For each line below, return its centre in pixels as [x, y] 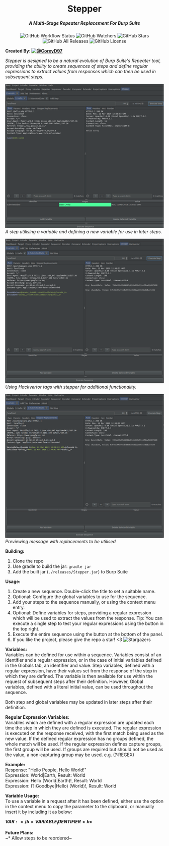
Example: [15, 764]
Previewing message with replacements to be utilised [60, 541]
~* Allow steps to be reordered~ [38, 838]
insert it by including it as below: [39, 812]
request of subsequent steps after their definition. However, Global [74, 681]
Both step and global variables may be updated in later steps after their [79, 702]
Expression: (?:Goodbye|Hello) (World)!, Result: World [61, 786]
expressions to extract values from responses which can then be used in [80, 72]
